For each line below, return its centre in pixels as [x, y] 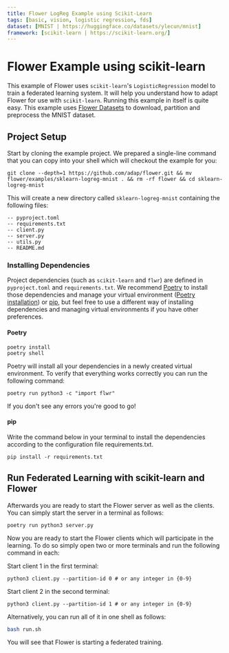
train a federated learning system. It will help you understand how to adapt [112, 93]
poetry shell [26, 353]
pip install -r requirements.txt [55, 457]
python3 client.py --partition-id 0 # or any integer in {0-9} [100, 579]
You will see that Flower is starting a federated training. [85, 642]
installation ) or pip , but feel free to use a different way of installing [100, 302]
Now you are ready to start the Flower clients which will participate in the [110, 538]
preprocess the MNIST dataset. [52, 115]
